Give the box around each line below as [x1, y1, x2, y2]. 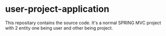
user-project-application [5, 3, 109, 15]
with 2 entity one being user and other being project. [5, 25, 113, 31]
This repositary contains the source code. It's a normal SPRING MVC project [5, 20, 162, 26]
